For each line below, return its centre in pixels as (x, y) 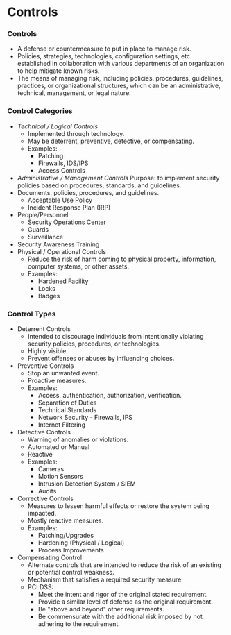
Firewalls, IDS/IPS (63, 163)
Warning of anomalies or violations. (78, 440)
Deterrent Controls (44, 329)
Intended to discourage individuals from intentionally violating (115, 337)
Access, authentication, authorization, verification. (110, 396)
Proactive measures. (57, 381)
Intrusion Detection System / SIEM (87, 484)
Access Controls (61, 170)
